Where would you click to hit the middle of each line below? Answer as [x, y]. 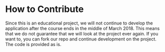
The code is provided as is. [33, 44]
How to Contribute [45, 9]
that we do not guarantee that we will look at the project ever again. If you [82, 33]
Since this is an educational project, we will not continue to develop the [79, 23]
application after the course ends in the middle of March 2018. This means [82, 28]
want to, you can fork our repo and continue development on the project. [81, 39]
